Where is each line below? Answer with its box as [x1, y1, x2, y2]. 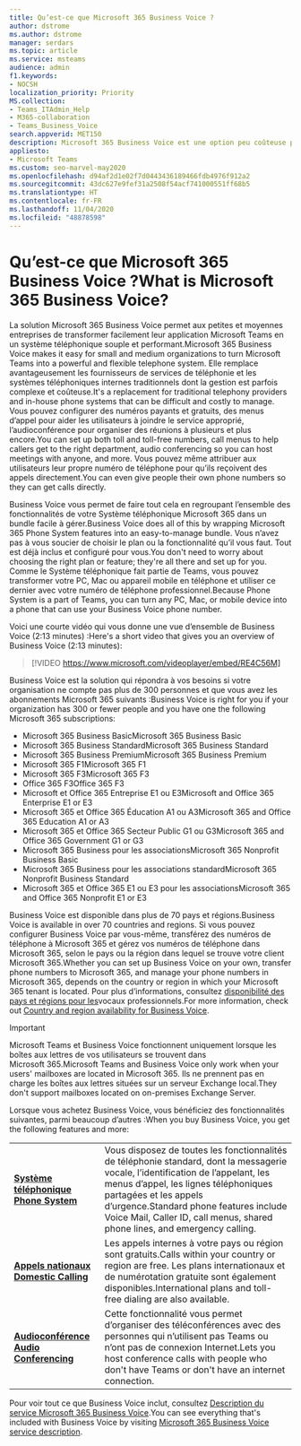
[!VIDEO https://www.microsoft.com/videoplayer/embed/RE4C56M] [30, 657, 281, 668]
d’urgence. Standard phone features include [104, 1199, 288, 1212]
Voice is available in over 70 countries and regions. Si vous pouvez [9, 919, 255, 930]
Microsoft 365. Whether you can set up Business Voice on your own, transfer [9, 957, 292, 968]
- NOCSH [9, 80, 39, 89]
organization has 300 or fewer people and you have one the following [9, 703, 266, 714]
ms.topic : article [9, 47, 78, 56]
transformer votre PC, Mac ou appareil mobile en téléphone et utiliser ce [9, 575, 276, 585]
